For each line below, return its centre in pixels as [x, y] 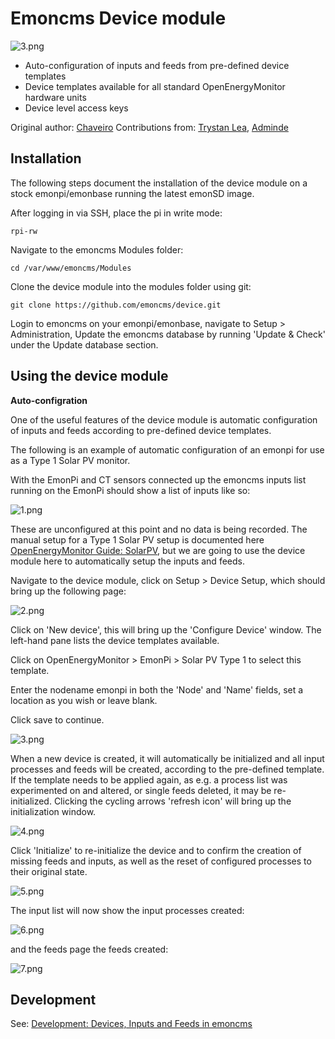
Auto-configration [49, 400]
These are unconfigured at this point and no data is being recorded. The [159, 529]
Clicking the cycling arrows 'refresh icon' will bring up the [172, 801]
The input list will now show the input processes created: [127, 910]
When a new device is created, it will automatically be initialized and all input [167, 758]
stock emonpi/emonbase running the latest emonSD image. [132, 193]
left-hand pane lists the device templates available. [115, 640]
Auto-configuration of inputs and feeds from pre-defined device [157, 65]
